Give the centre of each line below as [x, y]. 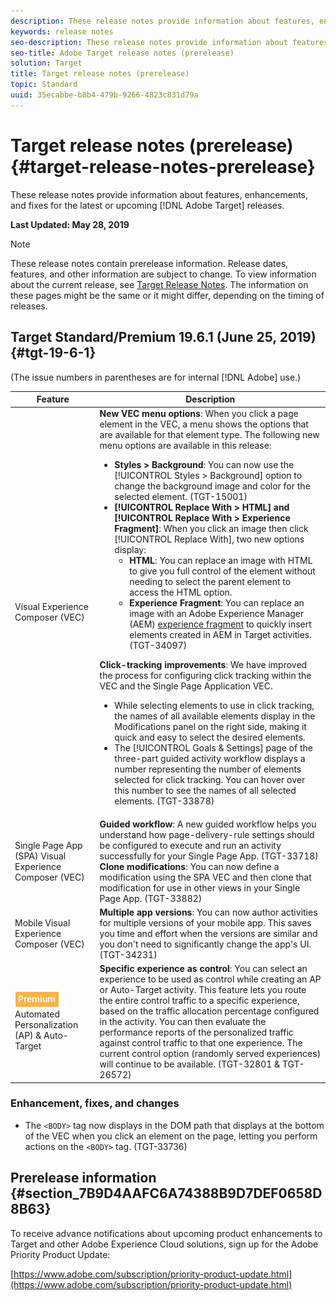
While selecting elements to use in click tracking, [214, 706]
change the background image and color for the [212, 486]
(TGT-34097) [158, 646]
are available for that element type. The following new [209, 435]
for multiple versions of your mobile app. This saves [205, 922]
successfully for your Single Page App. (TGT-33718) [209, 856]
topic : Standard [44, 85]
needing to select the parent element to [210, 582]
